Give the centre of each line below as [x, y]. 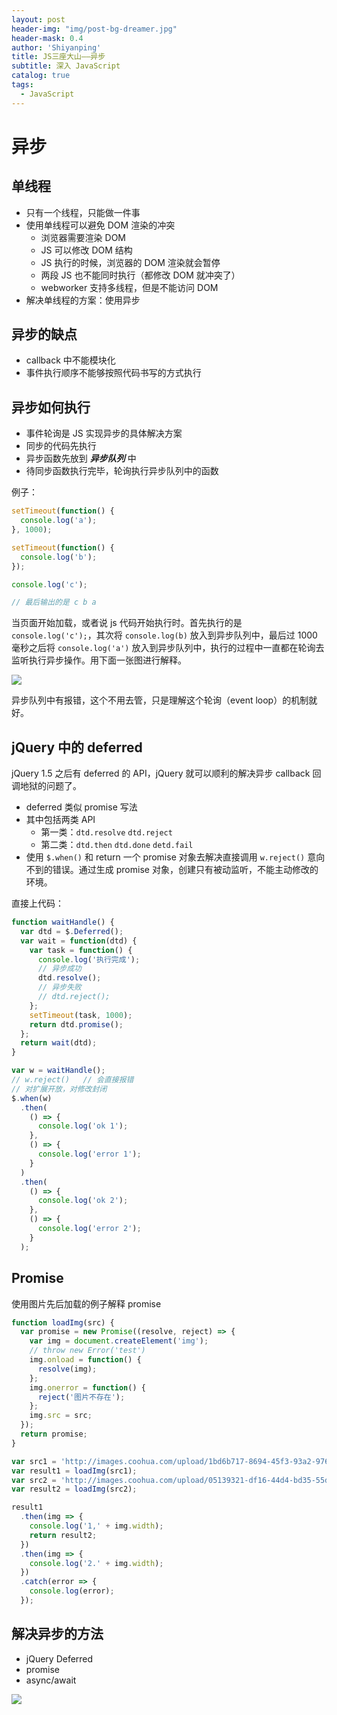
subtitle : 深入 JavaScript [66, 66]
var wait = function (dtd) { [79, 941]
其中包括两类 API [60, 820]
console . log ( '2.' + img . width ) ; [96, 1563]
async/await [51, 1680]
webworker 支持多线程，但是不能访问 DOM [129, 287]
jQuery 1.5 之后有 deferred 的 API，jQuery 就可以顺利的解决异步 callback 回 [166, 773]
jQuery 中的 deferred [77, 747]
